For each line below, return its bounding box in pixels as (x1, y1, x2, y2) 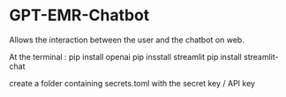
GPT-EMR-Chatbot (9, 5, 150, 26)
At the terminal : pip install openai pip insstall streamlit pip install (9, 51, 243, 62)
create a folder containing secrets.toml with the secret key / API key (9, 78, 256, 88)
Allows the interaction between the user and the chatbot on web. (9, 34, 245, 45)
